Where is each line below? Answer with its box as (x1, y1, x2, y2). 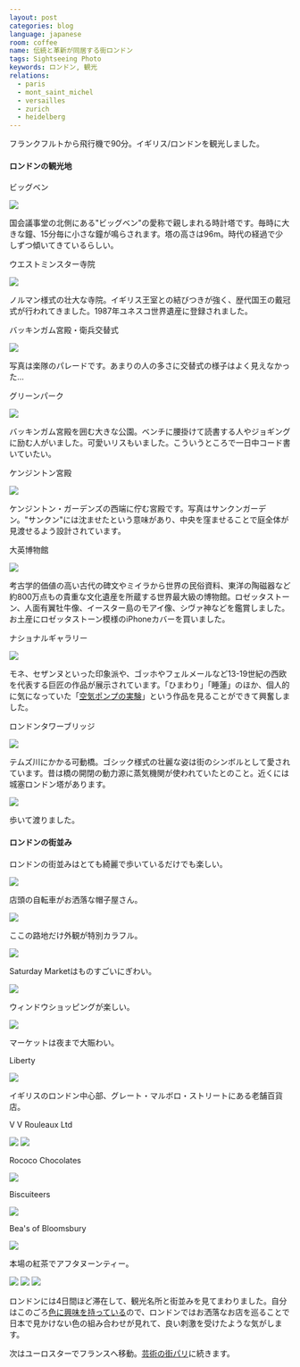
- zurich (17, 104, 50, 113)
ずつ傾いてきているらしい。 (16, 240, 119, 251)
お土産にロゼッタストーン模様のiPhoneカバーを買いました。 (9, 613, 230, 625)
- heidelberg (17, 113, 66, 121)
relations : (9, 71, 50, 80)
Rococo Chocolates (9, 1154, 82, 1165)
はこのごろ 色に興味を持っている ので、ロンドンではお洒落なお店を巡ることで (9, 1306, 290, 1317)
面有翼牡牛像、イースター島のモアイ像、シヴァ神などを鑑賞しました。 (32, 603, 290, 613)
